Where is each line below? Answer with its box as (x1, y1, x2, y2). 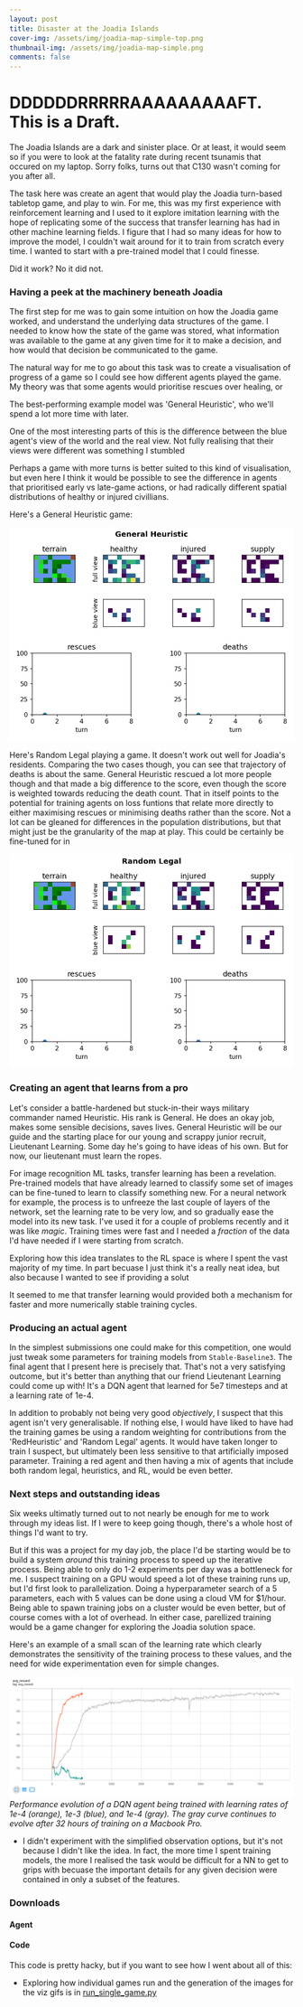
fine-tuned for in (9, 836, 70, 847)
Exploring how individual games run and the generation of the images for (22, 1977, 294, 1988)
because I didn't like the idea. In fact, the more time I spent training (22, 1845, 271, 1856)
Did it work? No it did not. (9, 263, 104, 275)
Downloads (9, 1897, 60, 1909)
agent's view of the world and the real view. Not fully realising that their (9, 436, 274, 446)
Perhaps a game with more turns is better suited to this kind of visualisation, (9, 463, 291, 474)
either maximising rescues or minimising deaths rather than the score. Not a (9, 807, 291, 818)
